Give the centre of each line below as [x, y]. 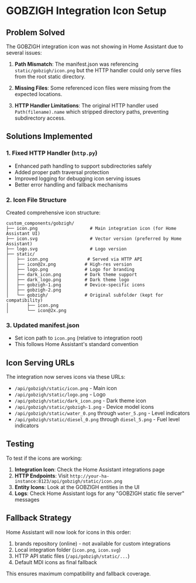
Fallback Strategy [39, 518]
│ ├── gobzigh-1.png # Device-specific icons [75, 285]
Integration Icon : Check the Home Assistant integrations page [90, 469]
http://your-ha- [90, 476]
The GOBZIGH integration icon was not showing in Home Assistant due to [94, 46]
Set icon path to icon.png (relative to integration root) [78, 338]
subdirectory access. [40, 118]
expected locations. [38, 94]
